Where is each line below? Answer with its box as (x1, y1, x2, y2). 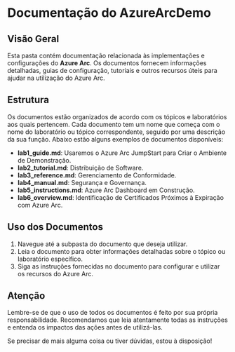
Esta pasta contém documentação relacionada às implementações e (7, 51, 205, 60)
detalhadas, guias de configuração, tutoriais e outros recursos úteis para (7, 67, 217, 74)
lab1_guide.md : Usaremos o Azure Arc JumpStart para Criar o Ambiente (17, 149, 227, 157)
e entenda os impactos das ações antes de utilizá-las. (7, 323, 163, 332)
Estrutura (7, 94, 50, 106)
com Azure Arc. (17, 201, 63, 209)
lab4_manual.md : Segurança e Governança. (17, 178, 147, 187)
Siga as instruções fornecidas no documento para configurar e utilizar (17, 262, 220, 271)
